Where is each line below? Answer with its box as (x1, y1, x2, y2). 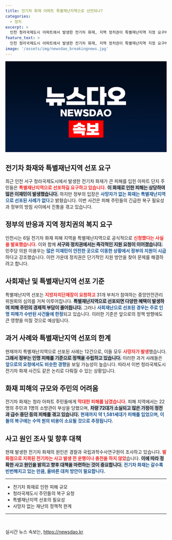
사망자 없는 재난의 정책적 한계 (12, 503, 72, 509)
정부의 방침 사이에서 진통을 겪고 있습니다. (10, 204, 93, 210)
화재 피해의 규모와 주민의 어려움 (5, 384, 99, 393)
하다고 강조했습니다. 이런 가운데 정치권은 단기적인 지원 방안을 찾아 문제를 (5, 254, 150, 260)
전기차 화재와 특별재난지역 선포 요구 (5, 163, 111, 172)
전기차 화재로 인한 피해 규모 (12, 484, 68, 490)
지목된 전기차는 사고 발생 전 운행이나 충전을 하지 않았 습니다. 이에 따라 (23, 455, 159, 461)
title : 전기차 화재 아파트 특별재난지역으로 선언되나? (5, 8, 103, 13)
